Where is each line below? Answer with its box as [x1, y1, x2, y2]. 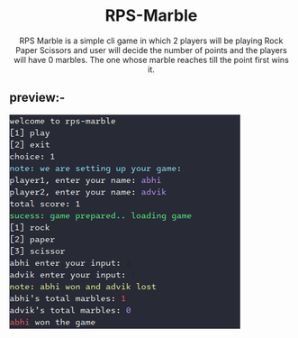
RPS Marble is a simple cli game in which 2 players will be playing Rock [19, 35, 284, 46]
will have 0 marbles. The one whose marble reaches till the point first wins [13, 54, 290, 65]
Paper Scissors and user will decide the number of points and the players [14, 44, 288, 55]
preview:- [9, 90, 66, 105]
